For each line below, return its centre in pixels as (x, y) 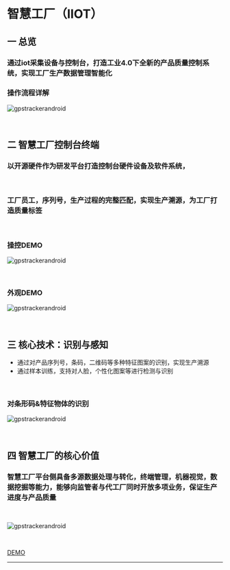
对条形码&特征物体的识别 (48, 404)
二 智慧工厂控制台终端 (53, 145)
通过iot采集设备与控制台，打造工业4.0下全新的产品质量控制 (105, 62)
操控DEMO (25, 245)
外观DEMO (25, 293)
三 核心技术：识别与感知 (57, 344)
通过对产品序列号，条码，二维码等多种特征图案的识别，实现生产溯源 (113, 362)
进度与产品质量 (32, 497)
